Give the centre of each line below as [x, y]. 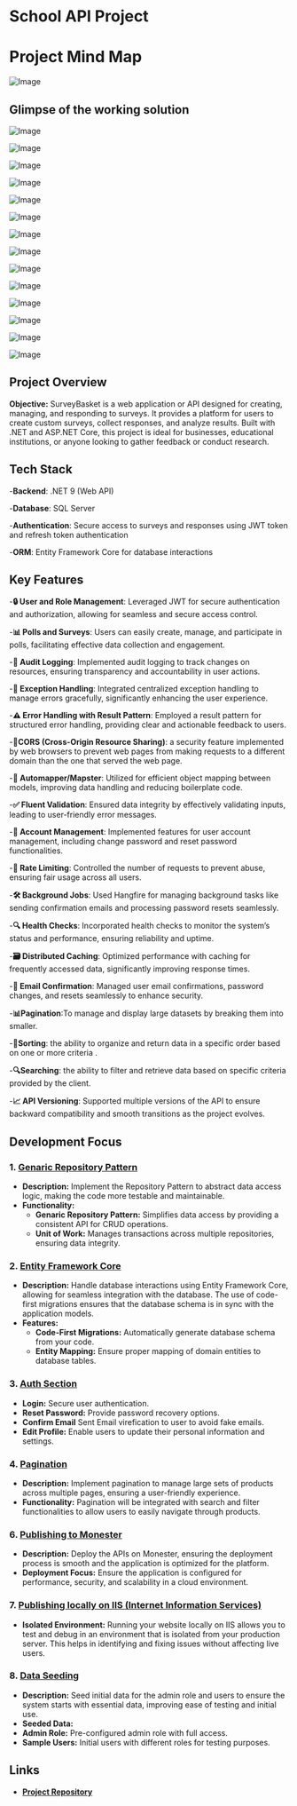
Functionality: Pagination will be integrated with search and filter [141, 1501]
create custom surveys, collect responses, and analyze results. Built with [142, 423]
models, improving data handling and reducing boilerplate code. [126, 788]
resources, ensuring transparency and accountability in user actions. [135, 671]
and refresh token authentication [69, 535]
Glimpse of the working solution [99, 110]
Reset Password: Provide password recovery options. [121, 1413]
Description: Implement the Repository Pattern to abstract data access [152, 1186]
